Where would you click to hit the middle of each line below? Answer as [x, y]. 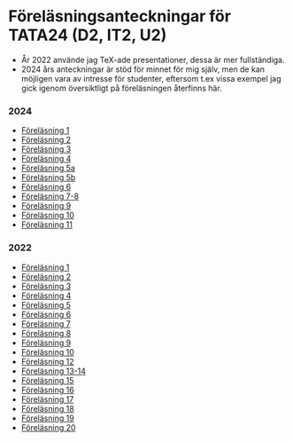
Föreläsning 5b [48, 178]
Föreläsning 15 [47, 380]
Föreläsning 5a [48, 168]
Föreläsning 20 [48, 427]
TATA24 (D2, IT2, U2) [88, 35]
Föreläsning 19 [47, 418]
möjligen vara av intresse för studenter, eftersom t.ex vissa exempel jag [151, 78]
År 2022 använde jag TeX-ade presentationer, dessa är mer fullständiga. [153, 59]
